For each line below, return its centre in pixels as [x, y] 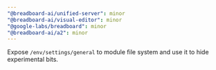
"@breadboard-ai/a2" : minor [48, 33]
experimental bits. [33, 60]
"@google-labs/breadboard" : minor [57, 26]
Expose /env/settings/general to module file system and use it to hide [108, 52]
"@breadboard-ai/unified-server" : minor [66, 13]
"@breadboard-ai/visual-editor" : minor [65, 20]
